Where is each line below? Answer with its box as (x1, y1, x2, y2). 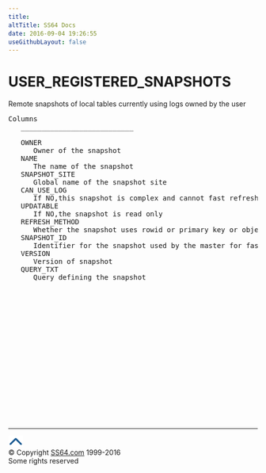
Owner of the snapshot (32, 147, 121, 155)
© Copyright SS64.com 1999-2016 (8, 448, 121, 457)
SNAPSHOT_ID (21, 234, 67, 242)
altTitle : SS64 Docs (8, 21, 77, 29)
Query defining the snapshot (32, 273, 146, 282)
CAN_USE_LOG (21, 186, 67, 195)
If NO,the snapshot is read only (32, 210, 163, 219)
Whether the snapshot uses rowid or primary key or (32, 226, 238, 235)
